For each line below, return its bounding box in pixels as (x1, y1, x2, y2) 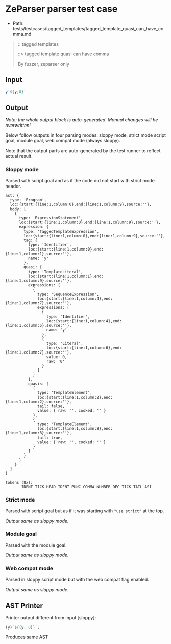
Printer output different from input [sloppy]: (5, 615, 96, 621)
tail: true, (37, 435, 63, 440)
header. (5, 183, 21, 189)
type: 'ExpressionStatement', (18, 215, 83, 220)
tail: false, (37, 403, 65, 409)
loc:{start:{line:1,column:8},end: (37, 426, 113, 431)
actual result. (5, 153, 33, 159)
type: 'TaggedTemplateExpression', (23, 228, 100, 234)
